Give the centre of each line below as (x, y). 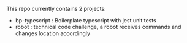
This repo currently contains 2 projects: (56, 9)
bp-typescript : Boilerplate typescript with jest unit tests (86, 20)
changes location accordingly (53, 33)
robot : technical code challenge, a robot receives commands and (98, 27)
